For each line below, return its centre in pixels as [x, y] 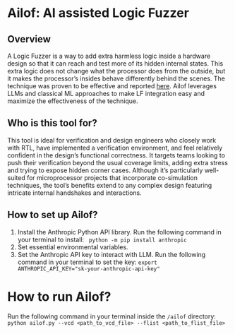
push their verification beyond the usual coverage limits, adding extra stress [117, 162]
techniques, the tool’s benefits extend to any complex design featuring [110, 185]
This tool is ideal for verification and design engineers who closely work [112, 140]
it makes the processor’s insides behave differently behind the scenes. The [116, 78]
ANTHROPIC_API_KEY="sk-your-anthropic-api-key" [89, 269]
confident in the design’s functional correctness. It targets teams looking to [116, 155]
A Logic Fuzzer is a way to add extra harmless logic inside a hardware [109, 56]
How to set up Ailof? [53, 215]
